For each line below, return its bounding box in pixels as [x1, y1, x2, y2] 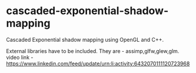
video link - [6, 54, 34, 61]
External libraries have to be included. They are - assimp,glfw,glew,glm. [6, 47, 180, 54]
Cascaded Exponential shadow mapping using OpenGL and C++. [6, 36, 164, 43]
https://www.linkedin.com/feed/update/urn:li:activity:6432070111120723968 [6, 60, 190, 67]
